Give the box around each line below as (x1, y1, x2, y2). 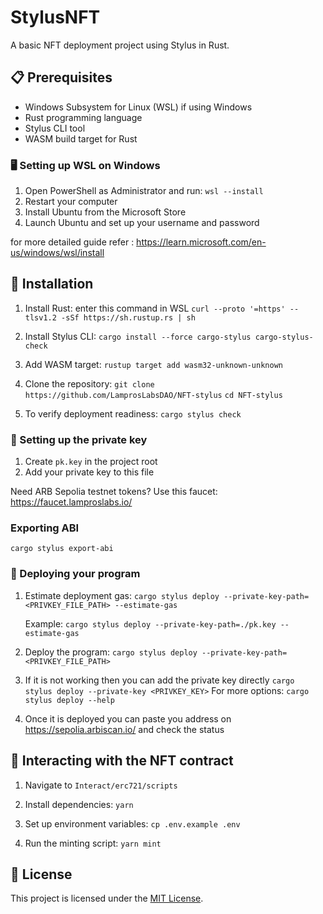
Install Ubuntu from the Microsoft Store (24, 206, 187, 218)
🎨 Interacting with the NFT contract (10, 752, 234, 770)
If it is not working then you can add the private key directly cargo (24, 674, 295, 686)
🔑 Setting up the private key (10, 432, 148, 446)
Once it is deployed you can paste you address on (24, 712, 232, 725)
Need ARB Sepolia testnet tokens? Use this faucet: (10, 486, 218, 498)
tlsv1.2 (24, 312, 57, 323)
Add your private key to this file (24, 466, 155, 478)
